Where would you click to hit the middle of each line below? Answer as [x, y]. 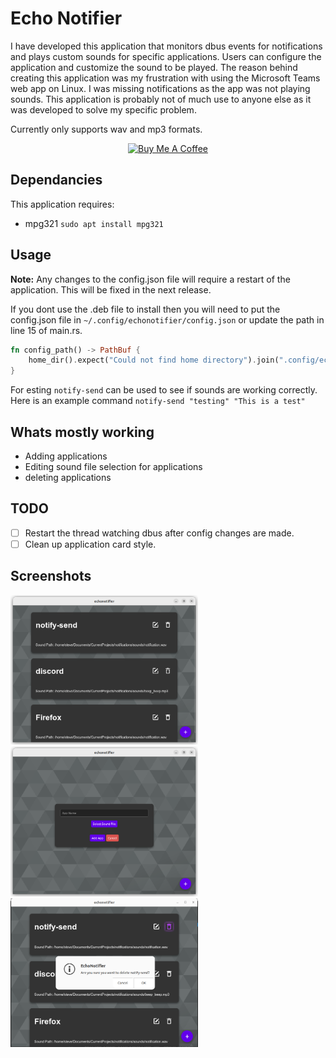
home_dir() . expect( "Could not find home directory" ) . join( [154, 360]
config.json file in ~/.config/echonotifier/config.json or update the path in [167, 319]
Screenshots [51, 576]
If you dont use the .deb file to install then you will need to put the [145, 309]
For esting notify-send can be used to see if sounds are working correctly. [164, 390]
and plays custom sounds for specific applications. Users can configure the [166, 56]
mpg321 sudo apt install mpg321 [94, 223]
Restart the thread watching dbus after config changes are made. [159, 533]
